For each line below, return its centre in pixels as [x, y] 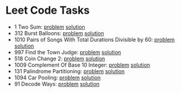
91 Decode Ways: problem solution [57, 83]
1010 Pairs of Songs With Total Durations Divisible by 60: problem [94, 39]
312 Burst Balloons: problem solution [59, 33]
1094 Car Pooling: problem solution [57, 77]
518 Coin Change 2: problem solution [60, 58]
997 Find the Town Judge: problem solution [68, 52]
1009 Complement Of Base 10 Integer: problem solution [82, 65]
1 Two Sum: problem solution [50, 27]
